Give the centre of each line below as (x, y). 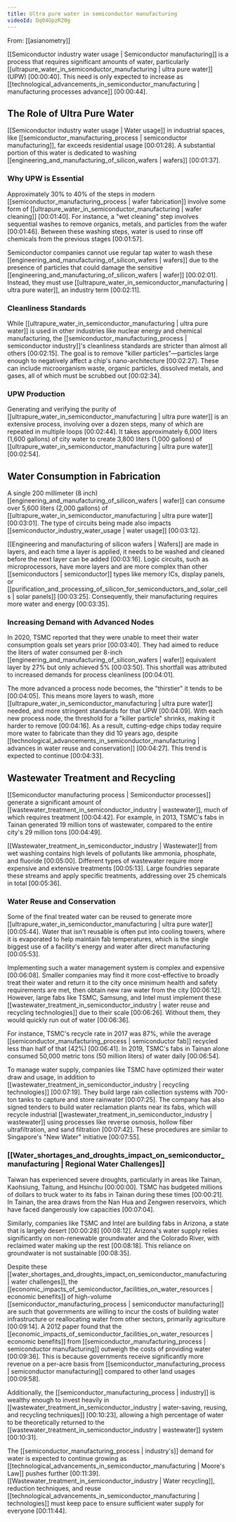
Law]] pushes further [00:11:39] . (54, 1473)
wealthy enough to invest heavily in (58, 1400)
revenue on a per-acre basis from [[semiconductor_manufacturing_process (116, 1364)
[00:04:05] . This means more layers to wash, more (81, 696)
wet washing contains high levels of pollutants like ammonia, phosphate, (112, 854)
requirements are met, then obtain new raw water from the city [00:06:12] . (115, 990)
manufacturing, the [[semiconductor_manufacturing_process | (97, 338)
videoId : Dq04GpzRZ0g (39, 20)
